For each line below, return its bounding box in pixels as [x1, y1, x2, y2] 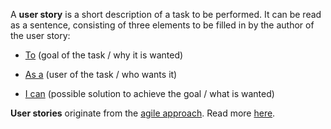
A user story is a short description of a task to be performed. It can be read [10, 9, 322, 20]
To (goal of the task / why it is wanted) [24, 49, 184, 61]
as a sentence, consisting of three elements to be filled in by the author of [10, 19, 315, 31]
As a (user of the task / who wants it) [24, 69, 178, 80]
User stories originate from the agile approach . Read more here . [10, 107, 276, 119]
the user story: [10, 30, 71, 41]
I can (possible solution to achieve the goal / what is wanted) [24, 88, 275, 99]
